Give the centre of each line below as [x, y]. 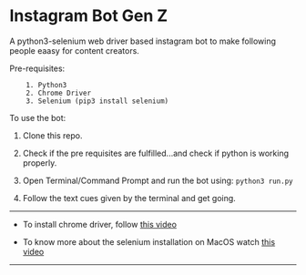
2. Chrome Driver [59, 93]
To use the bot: [38, 117]
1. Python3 [46, 85]
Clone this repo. [52, 135]
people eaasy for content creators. [74, 50]
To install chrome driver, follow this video [100, 224]
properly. [40, 163]
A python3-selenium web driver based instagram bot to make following [143, 41]
